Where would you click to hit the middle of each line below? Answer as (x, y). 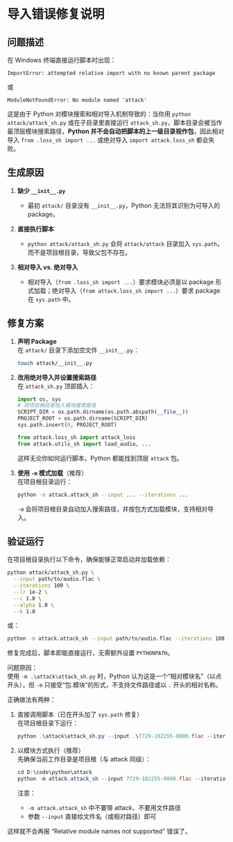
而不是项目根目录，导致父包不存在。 (79, 252)
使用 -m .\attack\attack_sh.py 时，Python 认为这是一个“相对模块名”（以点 (114, 676)
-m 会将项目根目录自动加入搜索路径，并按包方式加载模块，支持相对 (112, 509)
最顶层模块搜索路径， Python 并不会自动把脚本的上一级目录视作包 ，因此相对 (116, 131)
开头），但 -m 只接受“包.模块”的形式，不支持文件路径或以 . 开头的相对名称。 (114, 685)
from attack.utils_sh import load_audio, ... (84, 444)
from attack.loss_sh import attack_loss (76, 437)
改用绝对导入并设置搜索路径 (57, 377)
